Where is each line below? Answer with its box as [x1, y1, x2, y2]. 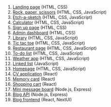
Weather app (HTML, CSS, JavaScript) [12, 56, 90, 61]
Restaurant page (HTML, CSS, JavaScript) [12, 46, 97, 51]
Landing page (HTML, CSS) [12, 4, 68, 10]
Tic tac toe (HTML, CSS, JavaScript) [12, 40, 85, 46]
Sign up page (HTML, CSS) [12, 25, 67, 31]
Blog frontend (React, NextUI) [12, 97, 72, 102]
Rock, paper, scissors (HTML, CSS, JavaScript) [12, 9, 107, 15]
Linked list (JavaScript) [12, 61, 59, 66]
